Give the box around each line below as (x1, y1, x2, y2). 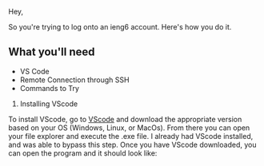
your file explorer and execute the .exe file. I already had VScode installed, (8, 131, 254, 140)
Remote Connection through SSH (19, 75, 130, 85)
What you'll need (8, 45, 95, 59)
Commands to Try (19, 83, 80, 93)
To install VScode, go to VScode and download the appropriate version (8, 114, 242, 124)
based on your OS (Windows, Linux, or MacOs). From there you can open (8, 123, 250, 132)
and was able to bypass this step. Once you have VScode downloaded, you (8, 140, 257, 149)
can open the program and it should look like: (8, 148, 158, 158)
